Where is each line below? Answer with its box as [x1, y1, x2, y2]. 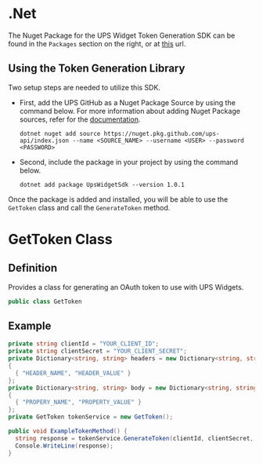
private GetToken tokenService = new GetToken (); [8, 413, 174, 421]
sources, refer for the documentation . [19, 115, 141, 124]
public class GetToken [8, 298, 82, 305]
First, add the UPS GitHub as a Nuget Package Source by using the [19, 97, 236, 107]
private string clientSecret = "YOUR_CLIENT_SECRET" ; [8, 347, 188, 356]
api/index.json [19, 137, 70, 144]
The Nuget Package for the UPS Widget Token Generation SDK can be [8, 31, 236, 40]
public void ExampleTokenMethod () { [8, 427, 128, 436]
